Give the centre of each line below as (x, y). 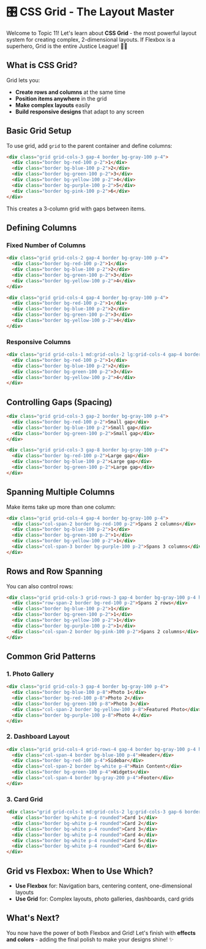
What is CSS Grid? (42, 65)
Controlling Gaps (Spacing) (59, 402)
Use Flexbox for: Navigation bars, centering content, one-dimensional (104, 886)
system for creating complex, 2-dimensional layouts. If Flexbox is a (91, 39)
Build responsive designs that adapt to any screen (79, 112)
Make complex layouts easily (53, 105)
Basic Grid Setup (39, 131)
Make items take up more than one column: (61, 507)
